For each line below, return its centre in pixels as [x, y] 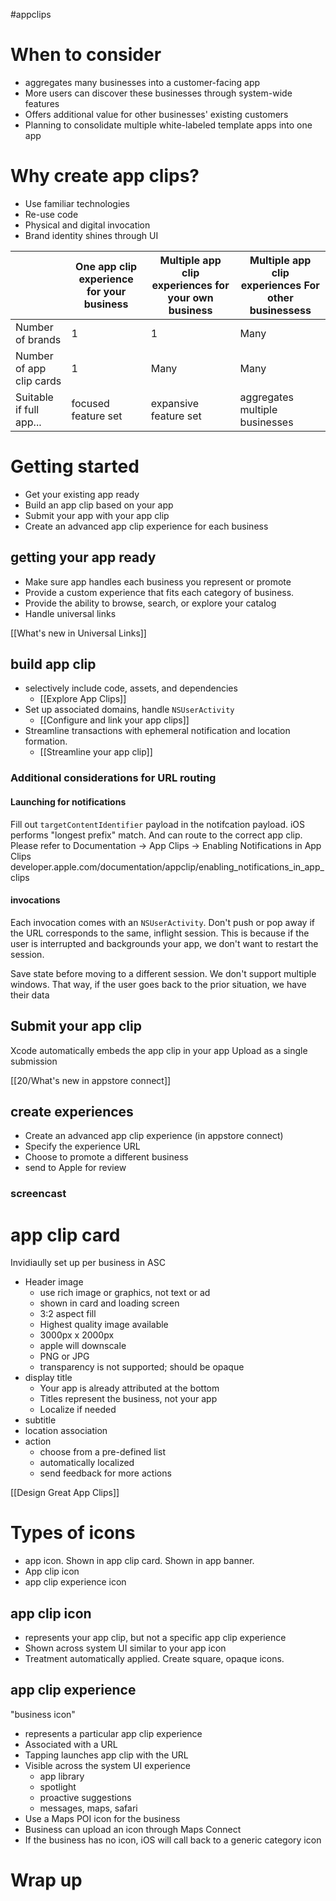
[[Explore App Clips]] [83, 699]
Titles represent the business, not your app [128, 1399]
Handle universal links [70, 613]
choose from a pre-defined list [102, 1452]
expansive [175, 403]
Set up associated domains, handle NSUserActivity [129, 710]
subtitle [40, 1420]
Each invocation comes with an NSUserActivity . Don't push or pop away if [162, 922]
